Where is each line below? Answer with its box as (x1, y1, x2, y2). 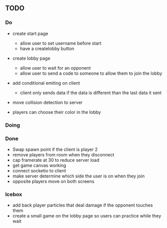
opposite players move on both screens (12, 178, 94, 184)
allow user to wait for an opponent (20, 65, 91, 71)
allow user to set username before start (20, 40, 102, 46)
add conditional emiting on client (12, 80, 80, 86)
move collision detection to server (12, 99, 83, 105)
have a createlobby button (20, 45, 74, 52)
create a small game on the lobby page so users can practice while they (12, 213, 161, 219)
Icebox (5, 190, 23, 197)
